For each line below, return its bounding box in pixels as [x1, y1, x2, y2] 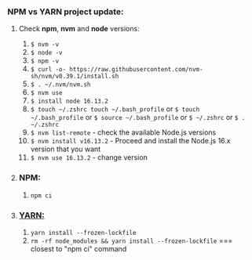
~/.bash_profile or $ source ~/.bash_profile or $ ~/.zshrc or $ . [30, 113, 246, 122]
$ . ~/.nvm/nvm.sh [30, 81, 91, 88]
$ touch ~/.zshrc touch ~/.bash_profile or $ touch [30, 104, 200, 114]
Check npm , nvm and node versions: [18, 24, 140, 34]
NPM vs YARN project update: [7, 6, 124, 17]
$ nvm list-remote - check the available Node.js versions [30, 128, 217, 137]
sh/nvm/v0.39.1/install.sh [30, 73, 119, 81]
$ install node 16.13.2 [30, 97, 109, 106]
